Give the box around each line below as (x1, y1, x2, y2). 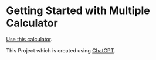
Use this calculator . (6, 36, 53, 43)
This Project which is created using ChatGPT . (6, 47, 116, 54)
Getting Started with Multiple (6, 4, 151, 17)
